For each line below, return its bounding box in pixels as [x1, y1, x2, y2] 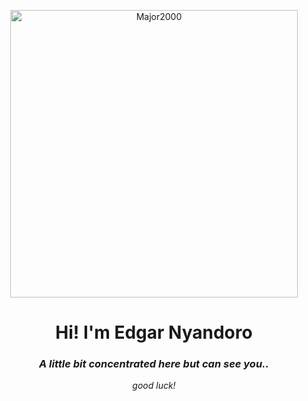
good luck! [132, 380, 176, 392]
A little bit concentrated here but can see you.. [38, 357, 270, 371]
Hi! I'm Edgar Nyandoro [55, 321, 253, 344]
